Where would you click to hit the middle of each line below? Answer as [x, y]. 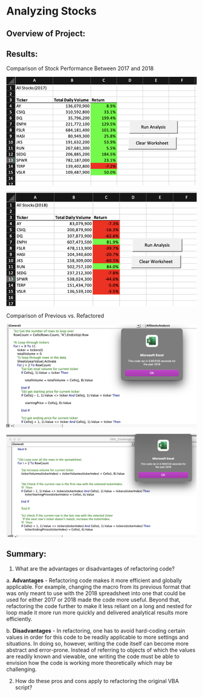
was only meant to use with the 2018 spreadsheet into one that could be [96, 593]
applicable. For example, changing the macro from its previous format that [98, 587]
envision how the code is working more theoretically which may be [89, 663]
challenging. [22, 669]
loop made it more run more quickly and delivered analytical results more [97, 612]
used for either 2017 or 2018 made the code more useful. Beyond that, [94, 600]
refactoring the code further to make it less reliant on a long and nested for [99, 606]
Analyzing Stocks [51, 11]
